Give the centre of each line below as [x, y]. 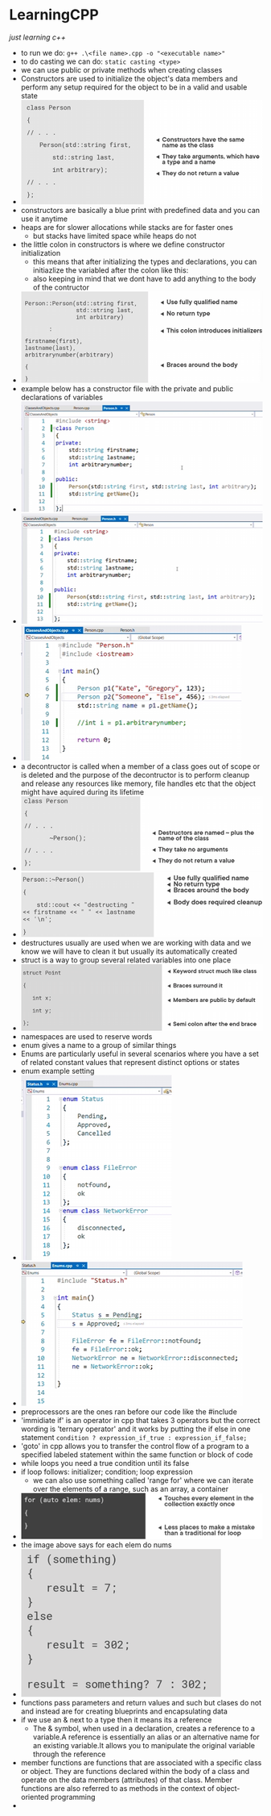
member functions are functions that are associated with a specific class [141, 1763]
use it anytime [44, 219]
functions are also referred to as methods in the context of [117, 1789]
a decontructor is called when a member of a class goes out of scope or [140, 766]
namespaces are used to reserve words [86, 1037]
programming [73, 1797]
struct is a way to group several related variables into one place [126, 960]
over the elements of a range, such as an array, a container [130, 1489]
